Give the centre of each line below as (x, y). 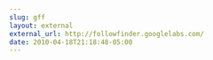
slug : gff (28, 17)
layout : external (41, 26)
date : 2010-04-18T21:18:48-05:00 (71, 42)
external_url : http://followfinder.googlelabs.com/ (106, 34)
